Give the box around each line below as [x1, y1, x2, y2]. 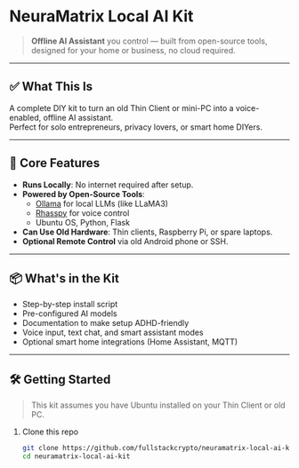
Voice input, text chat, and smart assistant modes [21, 327, 204, 338]
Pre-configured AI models [21, 308, 117, 319]
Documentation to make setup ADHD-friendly [21, 318, 190, 329]
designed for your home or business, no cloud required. [30, 44, 236, 55]
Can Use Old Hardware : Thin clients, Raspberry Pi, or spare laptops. [21, 226, 273, 237]
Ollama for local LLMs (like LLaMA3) [35, 198, 169, 209]
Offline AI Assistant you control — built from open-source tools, [30, 36, 268, 46]
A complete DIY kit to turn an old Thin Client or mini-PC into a [9, 102, 234, 113]
